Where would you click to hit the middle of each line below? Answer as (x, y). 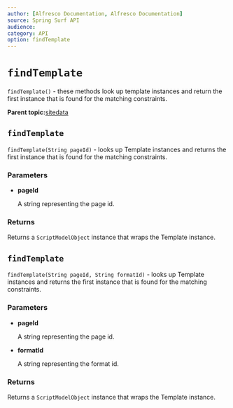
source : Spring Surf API (43, 20)
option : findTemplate (39, 40)
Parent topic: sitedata (38, 112)
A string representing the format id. (68, 363)
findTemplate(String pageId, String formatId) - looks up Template (106, 275)
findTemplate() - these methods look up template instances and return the (115, 91)
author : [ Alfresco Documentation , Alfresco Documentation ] (95, 14)
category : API (28, 33)
